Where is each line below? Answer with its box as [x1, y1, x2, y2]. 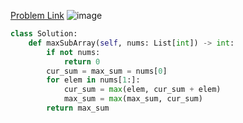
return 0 [63, 56, 101, 67]
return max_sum [46, 103, 110, 113]
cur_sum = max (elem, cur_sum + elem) [63, 85, 222, 95]
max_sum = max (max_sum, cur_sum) [63, 94, 203, 104]
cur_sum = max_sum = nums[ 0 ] [46, 66, 168, 76]
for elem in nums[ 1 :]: [46, 75, 141, 85]
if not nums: [46, 47, 101, 57]
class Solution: [10, 29, 78, 39]
